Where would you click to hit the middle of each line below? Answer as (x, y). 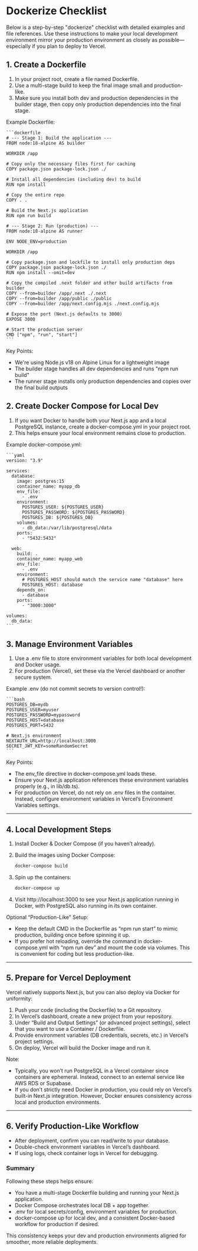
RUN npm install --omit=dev (41, 273)
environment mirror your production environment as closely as (82, 40)
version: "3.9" (25, 460)
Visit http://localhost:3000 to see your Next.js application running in (97, 899)
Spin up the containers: (43, 878)
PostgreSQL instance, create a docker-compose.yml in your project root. (103, 427)
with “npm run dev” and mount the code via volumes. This (120, 947)
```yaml (16, 455)
